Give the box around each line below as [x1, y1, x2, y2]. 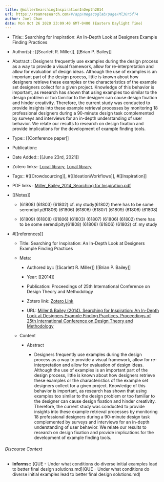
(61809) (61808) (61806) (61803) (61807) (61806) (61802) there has [19, 216, 155, 222]
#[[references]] [12, 231, 43, 237]
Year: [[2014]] [26, 274, 55, 280]
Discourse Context [5, 446, 42, 452]
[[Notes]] [12, 192, 31, 198]
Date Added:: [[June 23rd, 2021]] [12, 154, 79, 160]
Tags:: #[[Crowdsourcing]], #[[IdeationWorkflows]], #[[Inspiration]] [12, 173, 147, 179]
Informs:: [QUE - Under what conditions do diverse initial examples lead [12, 461, 158, 467]
